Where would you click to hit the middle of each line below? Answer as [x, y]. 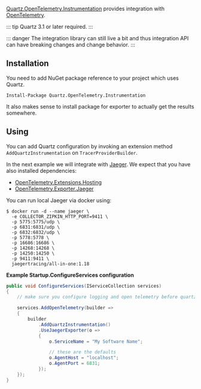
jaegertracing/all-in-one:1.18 [51, 264]
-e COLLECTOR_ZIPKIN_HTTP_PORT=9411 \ [60, 216]
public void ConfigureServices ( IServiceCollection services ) [84, 286]
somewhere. [22, 113]
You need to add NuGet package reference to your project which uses [93, 78]
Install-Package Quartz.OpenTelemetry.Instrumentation [76, 95]
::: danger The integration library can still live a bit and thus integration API [98, 38]
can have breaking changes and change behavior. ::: [71, 45]
